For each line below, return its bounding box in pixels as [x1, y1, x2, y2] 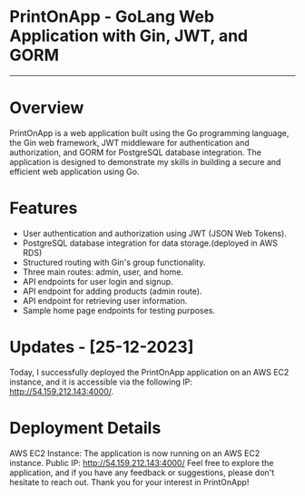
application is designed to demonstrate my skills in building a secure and [9, 156, 281, 167]
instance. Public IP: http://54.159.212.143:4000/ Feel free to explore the [9, 457, 274, 468]
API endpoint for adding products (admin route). [22, 286, 202, 297]
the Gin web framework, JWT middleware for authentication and [9, 137, 250, 148]
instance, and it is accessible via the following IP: [9, 376, 192, 387]
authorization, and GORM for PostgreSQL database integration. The [9, 147, 261, 158]
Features [9, 198, 78, 219]
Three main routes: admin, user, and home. [22, 266, 184, 277]
